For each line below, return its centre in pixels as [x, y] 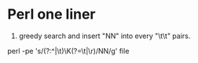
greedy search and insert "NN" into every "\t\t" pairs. [104, 36]
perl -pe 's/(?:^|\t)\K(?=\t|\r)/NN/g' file [68, 51]
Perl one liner [51, 14]
